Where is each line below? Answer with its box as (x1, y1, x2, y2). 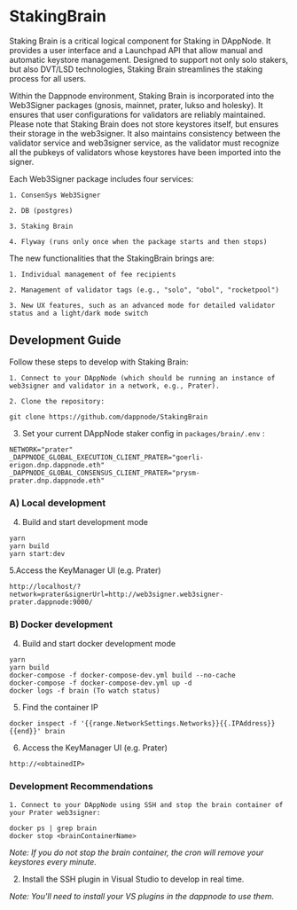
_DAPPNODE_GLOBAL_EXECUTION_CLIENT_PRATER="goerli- (9, 452, 204, 462)
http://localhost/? (9, 583, 82, 592)
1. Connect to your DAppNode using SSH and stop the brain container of (9, 800, 284, 809)
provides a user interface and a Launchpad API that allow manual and (9, 44, 263, 55)
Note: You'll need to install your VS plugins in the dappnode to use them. (9, 890, 275, 901)
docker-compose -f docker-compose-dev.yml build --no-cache (9, 671, 237, 680)
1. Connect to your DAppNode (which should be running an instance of (9, 373, 276, 382)
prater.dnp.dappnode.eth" (9, 476, 105, 485)
